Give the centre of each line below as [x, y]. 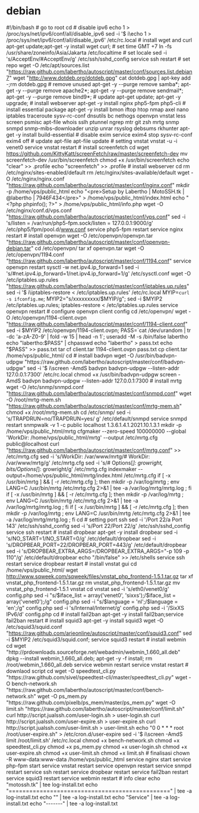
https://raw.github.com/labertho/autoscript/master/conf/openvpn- [89, 242]
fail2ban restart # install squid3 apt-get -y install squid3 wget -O [85, 620]
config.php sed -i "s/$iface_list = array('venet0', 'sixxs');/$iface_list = [91, 595]
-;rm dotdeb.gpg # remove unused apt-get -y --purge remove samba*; [93, 84]
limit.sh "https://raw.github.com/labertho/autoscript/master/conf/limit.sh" [96, 708]
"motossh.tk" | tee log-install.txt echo [52, 784]
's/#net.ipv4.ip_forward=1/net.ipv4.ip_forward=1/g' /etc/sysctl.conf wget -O [99, 273]
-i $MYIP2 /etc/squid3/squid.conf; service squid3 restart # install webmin [96, 639]
